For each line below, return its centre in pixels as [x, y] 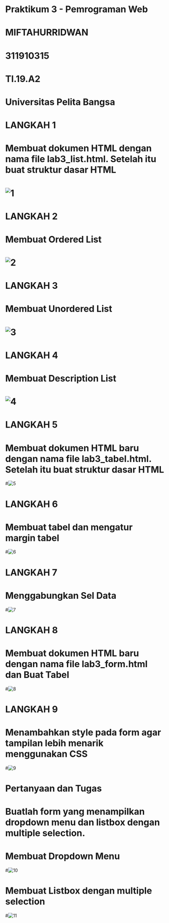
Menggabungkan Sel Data [61, 595]
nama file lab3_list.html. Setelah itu [81, 159]
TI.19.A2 [23, 79]
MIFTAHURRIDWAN [47, 33]
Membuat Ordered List [54, 239]
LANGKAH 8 [32, 630]
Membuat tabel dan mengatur [69, 527]
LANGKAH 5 [32, 425]
